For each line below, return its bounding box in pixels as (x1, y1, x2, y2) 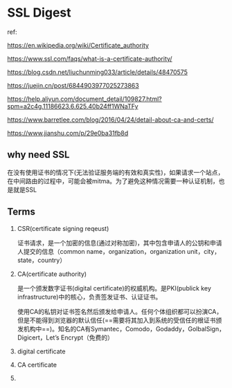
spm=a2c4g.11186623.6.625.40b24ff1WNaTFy (7, 102, 139, 110)
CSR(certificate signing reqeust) (17, 224, 109, 232)
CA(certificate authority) (17, 270, 87, 278)
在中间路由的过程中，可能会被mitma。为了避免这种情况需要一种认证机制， (7, 176, 220, 185)
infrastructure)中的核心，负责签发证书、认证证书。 (17, 293, 162, 301)
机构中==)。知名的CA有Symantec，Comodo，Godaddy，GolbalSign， (23, 324, 225, 333)
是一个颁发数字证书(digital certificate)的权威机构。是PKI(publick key (17, 284, 211, 292)
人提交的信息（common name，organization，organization (17, 247, 186, 255)
